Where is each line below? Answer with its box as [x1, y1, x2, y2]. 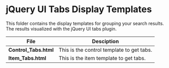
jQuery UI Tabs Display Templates [6, 4, 152, 15]
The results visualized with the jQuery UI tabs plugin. [6, 25, 117, 31]
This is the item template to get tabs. [58, 54, 146, 61]
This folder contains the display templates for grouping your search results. [6, 20, 164, 26]
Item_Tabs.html [8, 54, 46, 61]
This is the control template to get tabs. [58, 46, 153, 53]
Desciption [91, 38, 119, 45]
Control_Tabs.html [8, 46, 54, 53]
